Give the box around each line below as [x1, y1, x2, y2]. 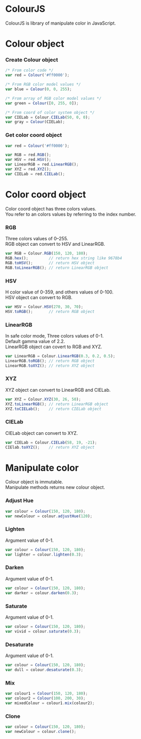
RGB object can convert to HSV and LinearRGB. [5, 241, 106, 247]
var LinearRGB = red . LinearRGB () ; [5, 162, 79, 167]
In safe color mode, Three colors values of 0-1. [5, 332, 104, 339]
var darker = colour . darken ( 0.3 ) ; [5, 590, 79, 596]
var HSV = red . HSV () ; [5, 157, 52, 162]
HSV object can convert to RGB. [5, 294, 73, 300]
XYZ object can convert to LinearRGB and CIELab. [5, 387, 111, 393]
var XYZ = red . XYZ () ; [5, 167, 52, 172]
